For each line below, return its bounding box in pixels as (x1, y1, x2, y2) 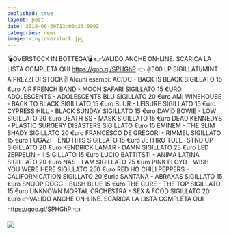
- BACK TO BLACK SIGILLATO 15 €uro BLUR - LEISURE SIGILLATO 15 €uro (7, 100, 216, 108)
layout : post (7, 16, 44, 23)
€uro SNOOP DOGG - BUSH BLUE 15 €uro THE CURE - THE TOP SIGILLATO (7, 180, 221, 188)
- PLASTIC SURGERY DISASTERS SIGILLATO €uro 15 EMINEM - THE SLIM (7, 121, 215, 130)
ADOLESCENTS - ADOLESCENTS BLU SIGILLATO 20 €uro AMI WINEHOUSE (7, 92, 222, 101)
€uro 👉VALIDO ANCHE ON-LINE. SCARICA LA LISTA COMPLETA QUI (7, 195, 204, 203)
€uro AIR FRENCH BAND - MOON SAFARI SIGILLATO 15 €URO (7, 85, 183, 93)
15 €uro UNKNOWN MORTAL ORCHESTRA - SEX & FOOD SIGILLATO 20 (7, 187, 210, 195)
